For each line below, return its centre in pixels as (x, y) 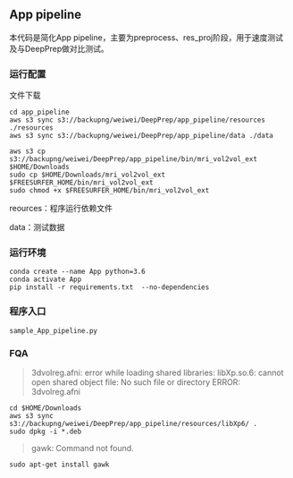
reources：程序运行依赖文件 (61, 209)
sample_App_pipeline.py (54, 330)
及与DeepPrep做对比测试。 (59, 48)
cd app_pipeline (39, 112)
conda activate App (46, 280)
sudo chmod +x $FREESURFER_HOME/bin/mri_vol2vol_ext (109, 191)
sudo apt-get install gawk (59, 465)
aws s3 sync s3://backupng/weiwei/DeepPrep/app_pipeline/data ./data (142, 136)
